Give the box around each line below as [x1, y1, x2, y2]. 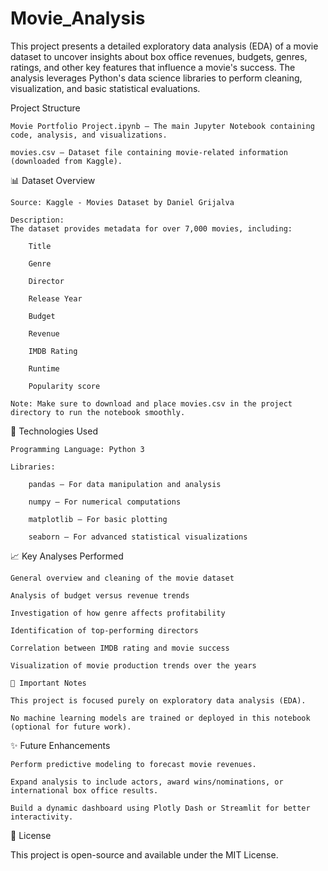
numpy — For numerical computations [28, 497, 182, 507]
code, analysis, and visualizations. [10, 130, 168, 140]
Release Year [28, 293, 83, 304]
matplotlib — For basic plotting [28, 514, 168, 524]
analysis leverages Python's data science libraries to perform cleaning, [10, 72, 303, 84]
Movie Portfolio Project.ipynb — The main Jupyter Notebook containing [10, 121, 315, 131]
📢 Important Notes [10, 678, 87, 688]
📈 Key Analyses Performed [10, 550, 124, 562]
